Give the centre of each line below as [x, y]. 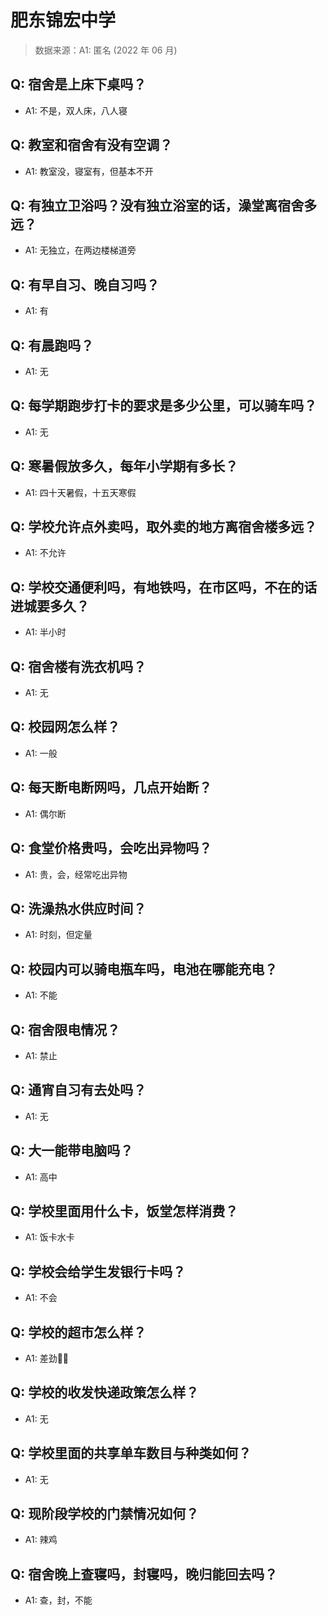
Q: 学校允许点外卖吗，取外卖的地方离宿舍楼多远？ [164, 527]
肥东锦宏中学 [63, 20]
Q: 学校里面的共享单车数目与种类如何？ [131, 1453]
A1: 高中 [41, 1177]
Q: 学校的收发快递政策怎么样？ [105, 1392]
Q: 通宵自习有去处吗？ [78, 1090]
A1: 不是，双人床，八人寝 [76, 110]
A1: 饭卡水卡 [49, 1237]
